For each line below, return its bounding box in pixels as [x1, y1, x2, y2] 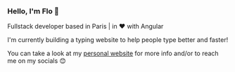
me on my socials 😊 [7, 57, 67, 65]
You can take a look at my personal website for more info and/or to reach [7, 49, 220, 58]
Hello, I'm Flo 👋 [7, 6, 60, 16]
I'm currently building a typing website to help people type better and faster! [7, 36, 229, 44]
